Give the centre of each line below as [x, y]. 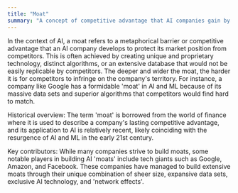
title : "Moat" [28, 14]
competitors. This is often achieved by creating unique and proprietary [111, 56]
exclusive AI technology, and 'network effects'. [76, 181]
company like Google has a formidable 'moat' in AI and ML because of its [114, 86]
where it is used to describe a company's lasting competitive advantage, [114, 122]
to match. [21, 101]
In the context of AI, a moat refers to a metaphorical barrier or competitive [115, 40]
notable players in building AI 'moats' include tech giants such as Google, [115, 159]
